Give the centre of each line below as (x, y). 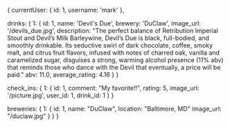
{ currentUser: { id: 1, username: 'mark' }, (66, 10)
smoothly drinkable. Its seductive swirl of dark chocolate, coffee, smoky (110, 45)
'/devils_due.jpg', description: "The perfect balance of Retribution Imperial (113, 31)
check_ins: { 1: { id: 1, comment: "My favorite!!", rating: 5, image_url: (103, 88)
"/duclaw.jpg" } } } (33, 116)
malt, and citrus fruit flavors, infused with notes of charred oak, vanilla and (114, 52)
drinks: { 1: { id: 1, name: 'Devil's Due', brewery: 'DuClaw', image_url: (104, 23)
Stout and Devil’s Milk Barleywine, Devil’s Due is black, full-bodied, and (108, 38)
